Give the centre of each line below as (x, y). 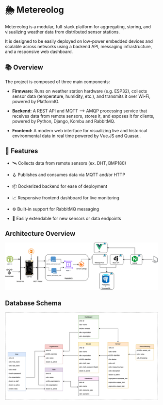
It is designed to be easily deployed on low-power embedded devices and (79, 41)
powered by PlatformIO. (36, 101)
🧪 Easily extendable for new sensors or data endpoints (66, 218)
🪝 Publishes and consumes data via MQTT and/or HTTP (68, 175)
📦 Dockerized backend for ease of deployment (60, 186)
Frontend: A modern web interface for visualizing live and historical (80, 130)
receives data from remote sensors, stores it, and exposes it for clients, (83, 116)
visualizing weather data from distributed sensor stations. (63, 32)
